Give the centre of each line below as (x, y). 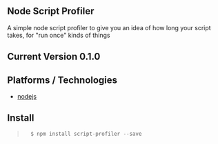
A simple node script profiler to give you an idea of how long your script (109, 27)
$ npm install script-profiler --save (86, 134)
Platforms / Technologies (62, 80)
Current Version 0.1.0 (54, 57)
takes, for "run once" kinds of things (59, 35)
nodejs (27, 97)
